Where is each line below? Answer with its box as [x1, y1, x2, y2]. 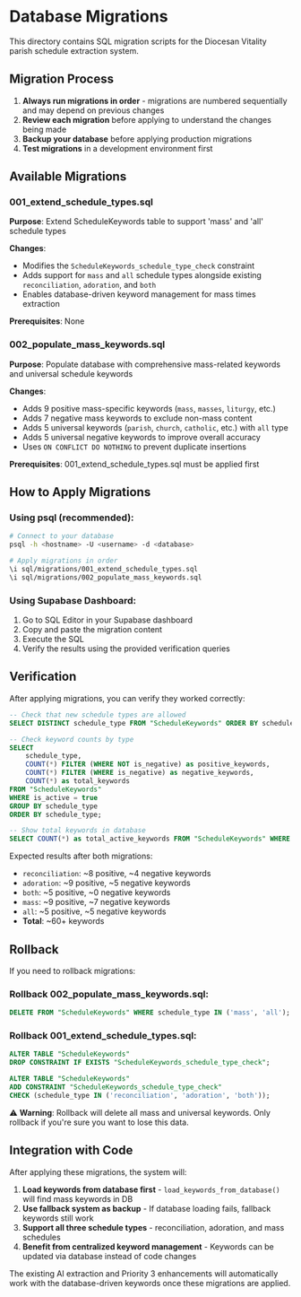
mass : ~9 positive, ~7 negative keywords [21, 897, 170, 908]
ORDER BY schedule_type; [9, 810, 102, 819]
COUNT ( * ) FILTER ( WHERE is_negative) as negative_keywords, [25, 769, 254, 778]
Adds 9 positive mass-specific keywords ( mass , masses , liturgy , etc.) [21, 403, 276, 413]
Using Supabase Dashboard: [9, 594, 137, 606]
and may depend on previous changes [21, 105, 165, 116]
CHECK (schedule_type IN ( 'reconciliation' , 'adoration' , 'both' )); [9, 1091, 271, 1100]
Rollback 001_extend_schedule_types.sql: [9, 1030, 197, 1042]
